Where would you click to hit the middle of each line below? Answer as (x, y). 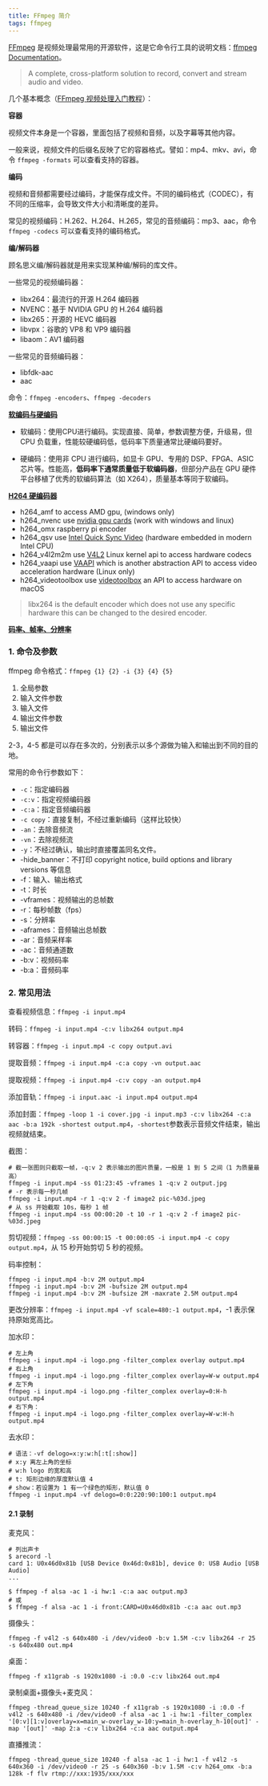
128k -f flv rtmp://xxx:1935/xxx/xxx (71, 1774)
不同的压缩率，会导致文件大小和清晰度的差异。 (85, 203)
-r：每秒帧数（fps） (53, 909)
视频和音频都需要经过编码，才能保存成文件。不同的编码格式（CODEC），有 (131, 193)
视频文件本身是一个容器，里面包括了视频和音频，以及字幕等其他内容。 (124, 132)
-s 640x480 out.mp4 (41, 1646)
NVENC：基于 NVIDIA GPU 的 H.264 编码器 (91, 309)
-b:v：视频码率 (44, 959)
